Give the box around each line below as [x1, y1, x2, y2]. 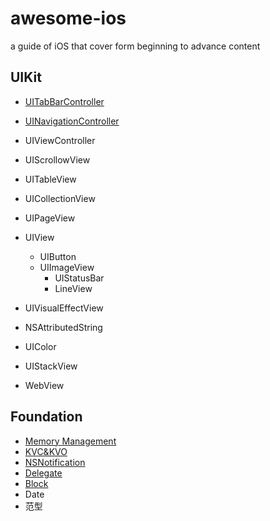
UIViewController [24, 134, 96, 146]
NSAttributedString [24, 321, 103, 333]
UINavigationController [24, 115, 120, 127]
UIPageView [24, 212, 76, 224]
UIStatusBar [54, 272, 105, 284]
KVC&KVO [24, 445, 68, 457]
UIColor [24, 340, 57, 352]
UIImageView [39, 261, 95, 273]
